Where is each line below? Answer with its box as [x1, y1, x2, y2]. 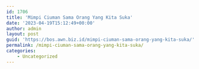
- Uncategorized [17, 53, 58, 59]
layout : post [6, 31, 39, 37]
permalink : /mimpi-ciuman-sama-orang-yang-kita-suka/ [6, 43, 144, 49]
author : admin [6, 25, 42, 32]
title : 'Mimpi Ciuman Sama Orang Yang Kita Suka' [6, 14, 133, 20]
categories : [6, 48, 36, 54]
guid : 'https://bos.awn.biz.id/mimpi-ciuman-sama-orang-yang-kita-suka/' [6, 37, 195, 43]
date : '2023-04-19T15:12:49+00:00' [6, 20, 96, 26]
